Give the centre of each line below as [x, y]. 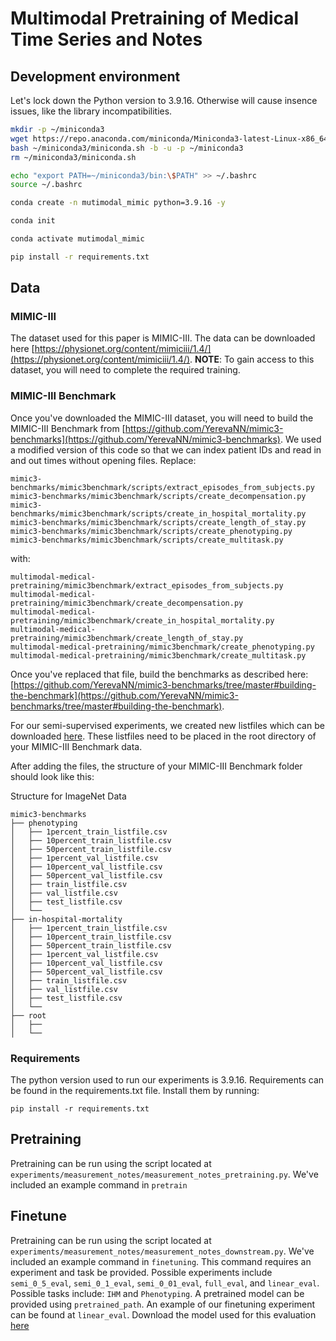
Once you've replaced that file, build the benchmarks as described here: [159, 674]
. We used [300, 439]
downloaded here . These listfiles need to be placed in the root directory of [163, 736]
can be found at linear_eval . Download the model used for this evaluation [163, 1314]
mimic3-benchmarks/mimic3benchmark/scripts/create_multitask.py [147, 540]
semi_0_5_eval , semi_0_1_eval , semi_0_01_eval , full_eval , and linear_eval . [165, 1283]
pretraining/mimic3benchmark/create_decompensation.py [127, 603]
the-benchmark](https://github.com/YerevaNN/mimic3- [124, 695]
